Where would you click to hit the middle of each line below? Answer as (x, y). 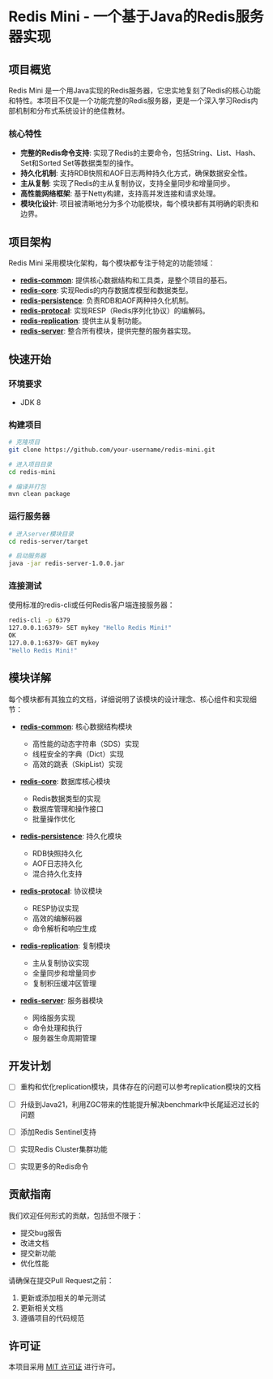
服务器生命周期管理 (64, 1038)
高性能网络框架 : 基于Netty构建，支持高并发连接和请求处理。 (120, 194)
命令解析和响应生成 (64, 928)
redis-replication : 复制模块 (65, 946)
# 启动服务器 (27, 556)
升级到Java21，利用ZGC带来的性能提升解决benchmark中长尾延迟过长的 (139, 1104)
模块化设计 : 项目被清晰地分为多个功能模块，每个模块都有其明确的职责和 (139, 204)
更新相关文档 (41, 1308)
